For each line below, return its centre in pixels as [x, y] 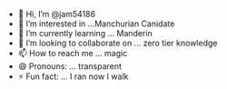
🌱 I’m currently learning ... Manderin [85, 33]
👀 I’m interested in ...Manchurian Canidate [96, 24]
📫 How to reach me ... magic [73, 53]
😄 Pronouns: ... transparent [70, 66]
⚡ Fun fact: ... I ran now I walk [73, 76]
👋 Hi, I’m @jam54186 [57, 14]
